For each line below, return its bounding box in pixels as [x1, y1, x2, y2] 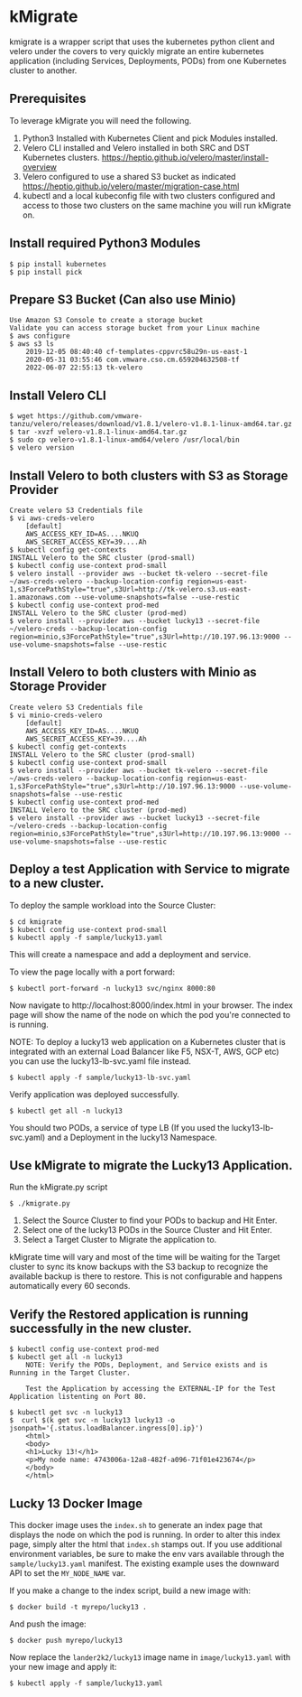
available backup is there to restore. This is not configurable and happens [9, 1271, 283, 1282]
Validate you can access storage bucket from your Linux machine [9, 323, 260, 333]
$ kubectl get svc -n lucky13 [9, 1408, 124, 1417]
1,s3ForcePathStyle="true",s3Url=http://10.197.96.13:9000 [9, 781, 236, 791]
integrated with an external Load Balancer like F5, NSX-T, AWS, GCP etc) [9, 1046, 279, 1057]
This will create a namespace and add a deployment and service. [9, 948, 252, 959]
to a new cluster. [9, 876, 105, 891]
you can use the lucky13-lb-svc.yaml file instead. [9, 1055, 192, 1067]
